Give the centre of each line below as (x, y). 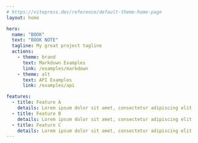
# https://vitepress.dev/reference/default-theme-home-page (84, 12)
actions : (23, 52)
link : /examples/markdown (55, 68)
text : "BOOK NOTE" (35, 40)
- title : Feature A (37, 102)
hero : (13, 29)
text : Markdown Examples (54, 63)
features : (19, 97)
